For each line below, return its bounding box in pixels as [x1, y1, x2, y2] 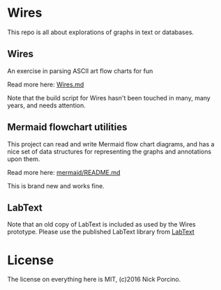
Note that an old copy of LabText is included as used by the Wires [7, 220, 197, 229]
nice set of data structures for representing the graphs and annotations [7, 147, 211, 155]
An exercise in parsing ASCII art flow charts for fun [7, 66, 153, 75]
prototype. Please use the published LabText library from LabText [7, 228, 195, 236]
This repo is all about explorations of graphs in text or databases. [7, 28, 194, 36]
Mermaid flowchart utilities [7, 121, 128, 133]
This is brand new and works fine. [7, 181, 105, 190]
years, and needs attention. [7, 101, 86, 109]
